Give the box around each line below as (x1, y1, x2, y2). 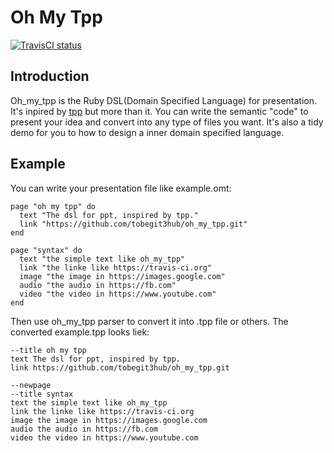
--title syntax (10, 389, 74, 399)
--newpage (10, 380, 52, 390)
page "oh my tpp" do (10, 201, 97, 211)
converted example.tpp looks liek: (10, 326, 150, 338)
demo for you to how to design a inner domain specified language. (10, 126, 285, 138)
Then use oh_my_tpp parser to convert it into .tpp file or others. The (10, 315, 289, 327)
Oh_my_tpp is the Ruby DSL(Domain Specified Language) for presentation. (10, 94, 318, 106)
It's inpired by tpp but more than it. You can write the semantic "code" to (10, 105, 309, 117)
